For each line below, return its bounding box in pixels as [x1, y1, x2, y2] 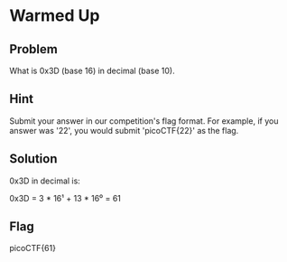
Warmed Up [9, 5, 100, 26]
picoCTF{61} [9, 243, 57, 254]
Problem [9, 42, 59, 57]
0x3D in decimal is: [9, 175, 81, 186]
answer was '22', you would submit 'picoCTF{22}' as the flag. [9, 125, 239, 136]
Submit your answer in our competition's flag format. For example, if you [9, 115, 279, 126]
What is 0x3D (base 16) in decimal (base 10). [9, 65, 175, 76]
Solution [9, 151, 58, 167]
